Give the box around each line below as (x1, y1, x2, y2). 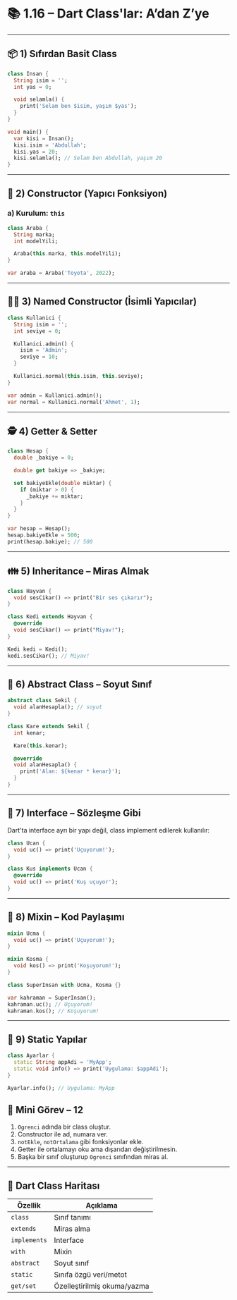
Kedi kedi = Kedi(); (7, 646, 68, 653)
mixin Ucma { (7, 930, 46, 937)
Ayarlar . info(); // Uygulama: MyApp (7, 1084, 115, 1091)
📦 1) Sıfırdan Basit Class (7, 48, 118, 60)
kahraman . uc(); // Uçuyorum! (7, 1000, 93, 1008)
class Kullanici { (7, 314, 61, 321)
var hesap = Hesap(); (7, 525, 71, 532)
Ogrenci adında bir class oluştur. (17, 1122, 111, 1132)
